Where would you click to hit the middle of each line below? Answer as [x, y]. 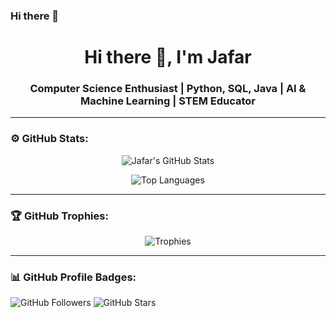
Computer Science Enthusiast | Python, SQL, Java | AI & [168, 89]
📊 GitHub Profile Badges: [73, 277]
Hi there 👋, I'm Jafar [168, 57]
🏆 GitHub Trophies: [59, 216]
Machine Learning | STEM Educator [168, 101]
